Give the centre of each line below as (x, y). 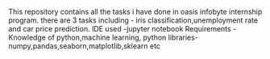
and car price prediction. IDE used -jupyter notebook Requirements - (123, 29)
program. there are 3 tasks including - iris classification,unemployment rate (133, 20)
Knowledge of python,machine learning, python (87, 37)
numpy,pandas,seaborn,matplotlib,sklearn (78, 46)
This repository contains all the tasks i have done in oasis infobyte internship (135, 12)
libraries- (183, 37)
